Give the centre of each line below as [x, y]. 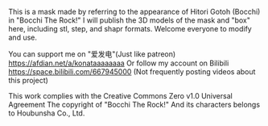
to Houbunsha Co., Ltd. [47, 113]
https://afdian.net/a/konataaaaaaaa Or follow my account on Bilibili [119, 63]
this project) [28, 80]
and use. [23, 37]
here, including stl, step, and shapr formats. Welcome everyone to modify [130, 29]
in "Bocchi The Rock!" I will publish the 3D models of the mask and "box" [130, 20]
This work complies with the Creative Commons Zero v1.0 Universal [121, 96]
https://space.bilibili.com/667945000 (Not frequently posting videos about [132, 71]
